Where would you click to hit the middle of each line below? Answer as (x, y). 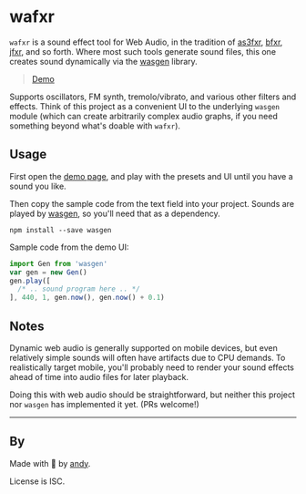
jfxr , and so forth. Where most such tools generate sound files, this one (143, 51)
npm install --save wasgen (61, 230)
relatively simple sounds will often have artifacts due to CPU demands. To (148, 357)
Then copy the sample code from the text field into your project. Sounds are (152, 203)
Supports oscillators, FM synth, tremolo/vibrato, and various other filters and (153, 97)
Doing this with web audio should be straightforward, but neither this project (153, 395)
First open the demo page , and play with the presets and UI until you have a (151, 176)
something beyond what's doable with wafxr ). (95, 126)
